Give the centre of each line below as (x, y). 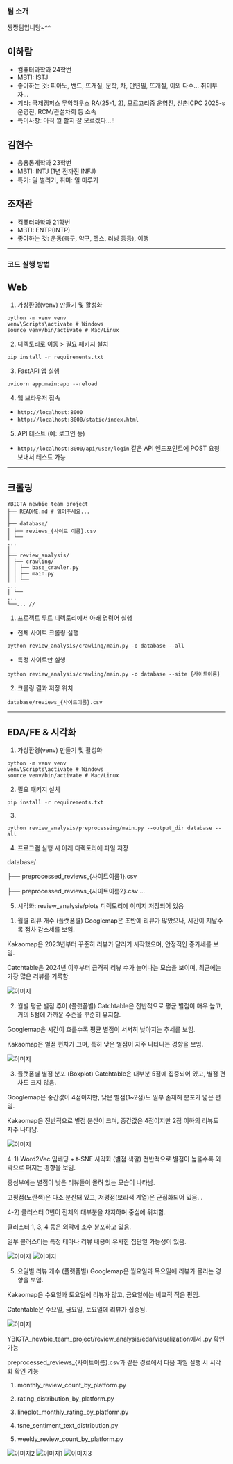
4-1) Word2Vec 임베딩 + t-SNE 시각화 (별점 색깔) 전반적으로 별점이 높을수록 (110, 1159)
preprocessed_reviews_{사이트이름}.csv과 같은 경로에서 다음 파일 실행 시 (108, 1362)
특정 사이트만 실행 (41, 660)
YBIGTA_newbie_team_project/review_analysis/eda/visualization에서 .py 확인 (116, 1339)
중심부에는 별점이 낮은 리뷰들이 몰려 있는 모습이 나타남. (81, 1183)
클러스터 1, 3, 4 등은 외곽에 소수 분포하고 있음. (69, 1227)
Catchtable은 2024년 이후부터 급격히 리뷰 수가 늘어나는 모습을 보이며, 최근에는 (114, 968)
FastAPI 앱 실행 (38, 371)
